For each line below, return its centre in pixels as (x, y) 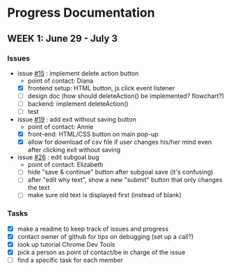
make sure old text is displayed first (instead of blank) (105, 195)
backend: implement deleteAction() (78, 104)
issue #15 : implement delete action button (78, 73)
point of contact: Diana (61, 81)
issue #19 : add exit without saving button (77, 120)
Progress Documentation (81, 13)
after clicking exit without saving (74, 150)
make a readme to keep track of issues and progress (93, 229)
